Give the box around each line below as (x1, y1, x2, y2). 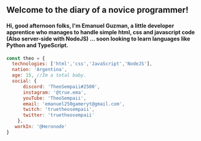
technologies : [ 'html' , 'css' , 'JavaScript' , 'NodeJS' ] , (12, 61, 152, 67)
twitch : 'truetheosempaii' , (22, 107, 95, 113)
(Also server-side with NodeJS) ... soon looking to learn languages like (6, 35, 191, 42)
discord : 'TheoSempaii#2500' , (22, 83, 100, 90)
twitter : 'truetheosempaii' (22, 112, 95, 118)
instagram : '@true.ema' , (22, 89, 87, 96)
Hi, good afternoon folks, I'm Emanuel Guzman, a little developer (6, 21, 175, 29)
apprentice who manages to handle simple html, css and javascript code (6, 28, 195, 36)
